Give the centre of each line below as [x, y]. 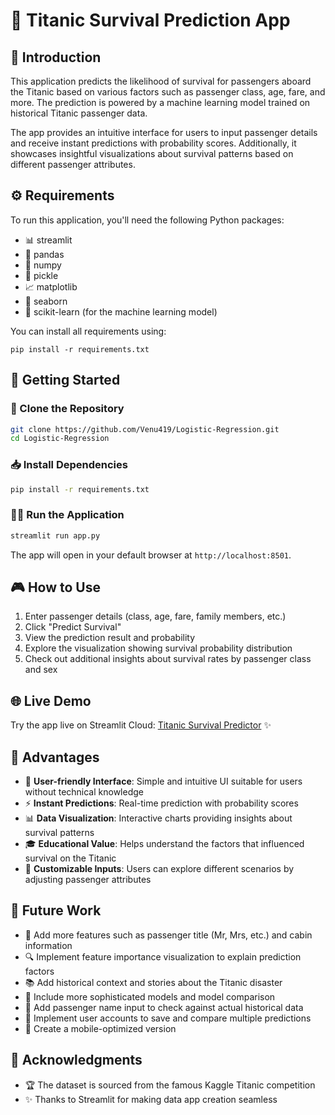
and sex [41, 670]
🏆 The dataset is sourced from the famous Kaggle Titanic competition [170, 1085]
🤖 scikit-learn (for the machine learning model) [121, 311]
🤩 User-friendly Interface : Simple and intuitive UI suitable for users [163, 781]
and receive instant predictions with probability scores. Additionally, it [153, 143]
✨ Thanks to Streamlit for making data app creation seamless [151, 1099]
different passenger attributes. [73, 164]
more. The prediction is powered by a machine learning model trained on [160, 102]
